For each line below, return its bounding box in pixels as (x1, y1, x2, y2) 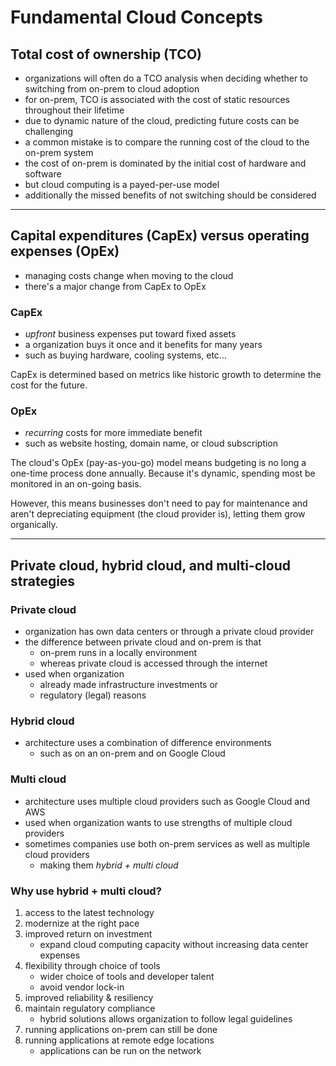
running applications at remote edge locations (24, 1034, 215, 1046)
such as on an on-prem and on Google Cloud (39, 747, 226, 760)
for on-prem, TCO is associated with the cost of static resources (24, 94, 290, 105)
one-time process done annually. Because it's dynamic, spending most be (10, 467, 316, 480)
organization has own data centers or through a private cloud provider (24, 626, 315, 638)
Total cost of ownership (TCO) (10, 46, 202, 63)
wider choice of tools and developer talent (39, 970, 215, 982)
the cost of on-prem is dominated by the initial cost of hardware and (24, 157, 307, 169)
